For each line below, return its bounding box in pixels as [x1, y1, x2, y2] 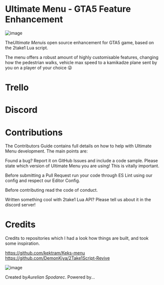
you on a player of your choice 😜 [5, 65, 72, 71]
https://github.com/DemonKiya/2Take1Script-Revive [5, 255, 110, 261]
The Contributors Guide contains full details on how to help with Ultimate [5, 143, 152, 149]
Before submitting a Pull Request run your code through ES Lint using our [5, 173, 153, 179]
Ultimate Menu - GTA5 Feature [5, 3, 131, 15]
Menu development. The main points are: [5, 148, 88, 154]
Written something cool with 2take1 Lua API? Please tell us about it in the [5, 197, 151, 203]
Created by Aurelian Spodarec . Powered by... [5, 274, 95, 280]
